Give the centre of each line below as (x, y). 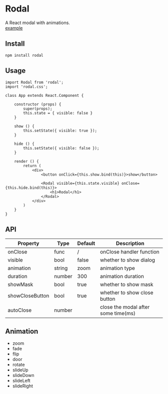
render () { (26, 161)
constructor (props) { (38, 104)
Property (28, 243)
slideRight (23, 386)
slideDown (23, 375)
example (14, 28)
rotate (18, 365)
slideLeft (21, 381)
